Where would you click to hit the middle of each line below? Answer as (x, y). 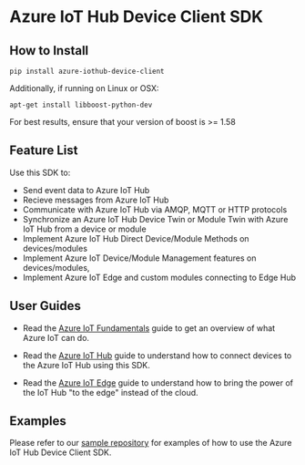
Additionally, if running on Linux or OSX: (84, 88)
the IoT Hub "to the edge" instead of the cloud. (110, 392)
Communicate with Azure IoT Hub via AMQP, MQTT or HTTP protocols (155, 209)
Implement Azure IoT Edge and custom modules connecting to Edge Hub (159, 277)
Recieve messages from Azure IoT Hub (96, 200)
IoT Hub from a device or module (85, 229)
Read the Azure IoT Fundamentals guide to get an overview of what (149, 328)
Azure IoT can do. (56, 337)
